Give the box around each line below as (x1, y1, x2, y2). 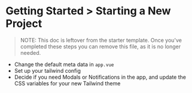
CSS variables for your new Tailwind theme (14, 79, 121, 87)
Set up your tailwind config (14, 67, 81, 74)
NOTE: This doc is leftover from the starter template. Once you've (20, 36, 182, 44)
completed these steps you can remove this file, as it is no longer (20, 43, 181, 50)
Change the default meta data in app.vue (14, 61, 114, 68)
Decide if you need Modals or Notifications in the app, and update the (14, 73, 187, 80)
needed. (20, 49, 41, 56)
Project (5, 17, 42, 30)
